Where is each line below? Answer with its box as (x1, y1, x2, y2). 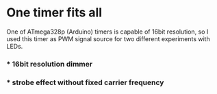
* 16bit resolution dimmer (6, 59, 93, 69)
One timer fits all (6, 5, 103, 21)
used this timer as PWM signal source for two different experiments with (6, 34, 210, 43)
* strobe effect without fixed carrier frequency (6, 78, 164, 87)
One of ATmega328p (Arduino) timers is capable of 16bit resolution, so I (6, 27, 209, 36)
